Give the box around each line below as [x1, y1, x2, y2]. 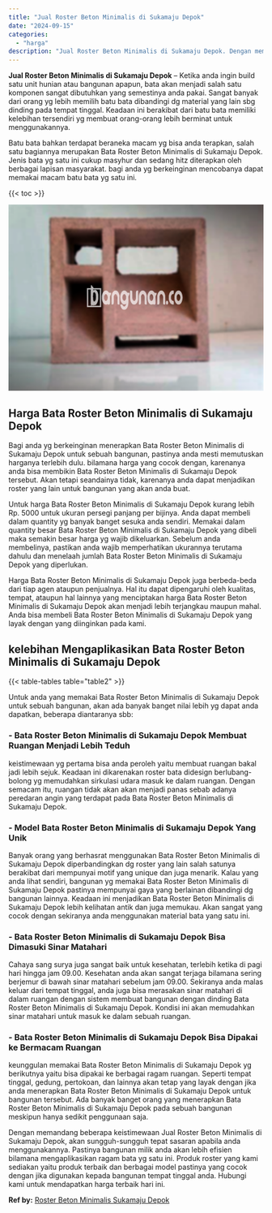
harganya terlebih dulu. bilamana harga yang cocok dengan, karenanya [8, 458, 245, 468]
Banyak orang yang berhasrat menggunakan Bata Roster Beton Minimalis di [8, 850, 261, 860]
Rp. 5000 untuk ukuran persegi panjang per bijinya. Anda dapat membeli [8, 508, 251, 518]
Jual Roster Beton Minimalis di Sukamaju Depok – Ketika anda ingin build [8, 71, 255, 80]
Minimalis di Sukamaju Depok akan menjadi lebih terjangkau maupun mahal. [8, 602, 261, 611]
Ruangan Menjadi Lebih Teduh [8, 740, 131, 751]
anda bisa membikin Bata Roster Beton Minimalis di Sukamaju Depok [8, 467, 237, 477]
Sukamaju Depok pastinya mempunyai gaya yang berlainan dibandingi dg [8, 885, 253, 895]
